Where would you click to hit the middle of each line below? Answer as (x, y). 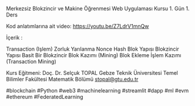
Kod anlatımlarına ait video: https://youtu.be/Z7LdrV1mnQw (78, 26)
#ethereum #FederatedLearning (45, 97)
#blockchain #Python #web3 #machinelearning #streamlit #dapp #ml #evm (97, 90)
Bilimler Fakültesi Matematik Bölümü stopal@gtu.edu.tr (72, 79)
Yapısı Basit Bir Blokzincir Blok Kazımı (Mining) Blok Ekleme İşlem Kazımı (94, 55)
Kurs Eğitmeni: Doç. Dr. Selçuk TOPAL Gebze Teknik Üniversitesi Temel (92, 73)
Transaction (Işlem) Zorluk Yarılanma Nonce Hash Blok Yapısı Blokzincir (93, 49)
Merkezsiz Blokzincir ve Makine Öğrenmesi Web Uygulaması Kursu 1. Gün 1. (98, 9)
